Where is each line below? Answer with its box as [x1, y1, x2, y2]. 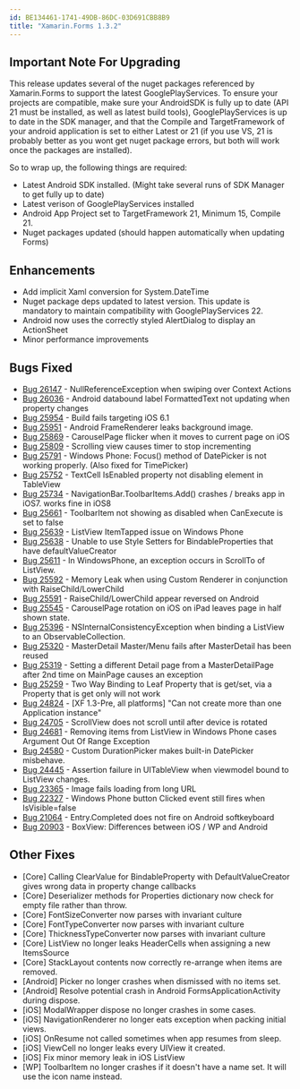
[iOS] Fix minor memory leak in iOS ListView [21, 1051, 185, 1062]
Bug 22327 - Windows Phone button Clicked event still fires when [21, 793, 266, 803]
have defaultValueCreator [21, 545, 117, 556]
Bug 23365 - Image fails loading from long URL [21, 783, 197, 793]
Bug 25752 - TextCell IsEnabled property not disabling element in [21, 469, 264, 480]
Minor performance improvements [21, 334, 150, 345]
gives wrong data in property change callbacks [21, 880, 197, 891]
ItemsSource [21, 947, 70, 958]
